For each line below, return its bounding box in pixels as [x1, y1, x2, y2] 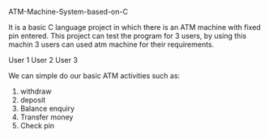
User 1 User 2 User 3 [8, 56, 79, 65]
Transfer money [19, 112, 74, 122]
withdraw [19, 86, 52, 96]
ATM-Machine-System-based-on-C [8, 7, 128, 16]
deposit [19, 95, 46, 104]
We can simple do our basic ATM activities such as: [8, 71, 181, 80]
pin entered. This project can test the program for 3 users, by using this [8, 31, 247, 40]
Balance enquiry [19, 104, 75, 113]
